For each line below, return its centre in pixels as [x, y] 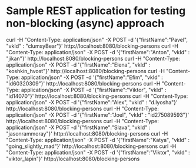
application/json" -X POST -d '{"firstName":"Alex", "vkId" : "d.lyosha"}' [92, 102]
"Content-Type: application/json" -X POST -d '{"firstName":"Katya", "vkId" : [98, 140]
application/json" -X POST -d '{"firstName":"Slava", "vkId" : [78, 127]
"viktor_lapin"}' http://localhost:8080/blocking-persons [73, 159]
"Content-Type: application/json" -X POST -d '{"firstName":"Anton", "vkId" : [98, 52]
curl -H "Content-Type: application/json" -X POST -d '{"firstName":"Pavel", [97, 39]
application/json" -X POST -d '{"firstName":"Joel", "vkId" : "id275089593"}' [98, 115]
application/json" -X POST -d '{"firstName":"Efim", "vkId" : [92, 77]
